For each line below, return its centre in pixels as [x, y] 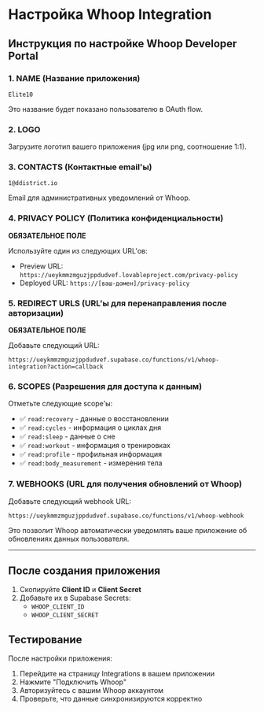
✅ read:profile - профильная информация [91, 454]
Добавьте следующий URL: [54, 346]
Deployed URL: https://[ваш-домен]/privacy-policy [104, 283]
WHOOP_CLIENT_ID [58, 607]
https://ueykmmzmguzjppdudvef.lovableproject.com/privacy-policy [128, 275]
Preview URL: [41, 266]
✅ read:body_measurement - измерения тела [91, 463]
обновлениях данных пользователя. [69, 539]
